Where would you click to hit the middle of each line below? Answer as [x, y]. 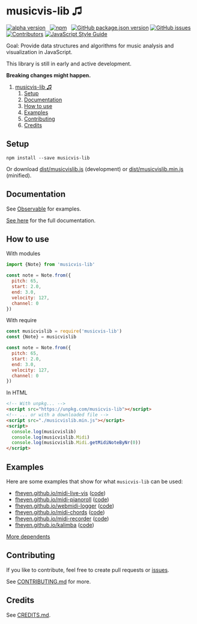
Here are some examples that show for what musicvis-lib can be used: [95, 481]
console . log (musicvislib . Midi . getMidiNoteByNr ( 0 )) [76, 443]
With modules [23, 254]
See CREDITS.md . [29, 615]
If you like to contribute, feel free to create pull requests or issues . [88, 570]
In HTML [17, 393]
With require [22, 320]
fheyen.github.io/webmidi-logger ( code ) [65, 506]
